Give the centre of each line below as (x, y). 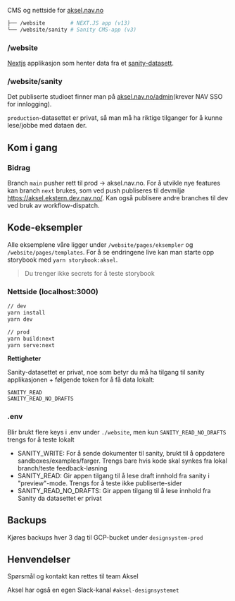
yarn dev (20, 319)
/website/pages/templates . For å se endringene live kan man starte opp (111, 252)
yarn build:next (31, 339)
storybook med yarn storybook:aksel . (63, 260)
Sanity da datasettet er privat (59, 498)
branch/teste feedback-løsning (62, 468)
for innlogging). (30, 104)
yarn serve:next (31, 345)
